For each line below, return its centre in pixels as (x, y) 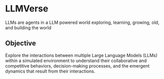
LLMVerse (27, 9)
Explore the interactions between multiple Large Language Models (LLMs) (81, 55)
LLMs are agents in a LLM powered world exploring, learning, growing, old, (82, 22)
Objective (21, 43)
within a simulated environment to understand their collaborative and (76, 61)
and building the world (28, 27)
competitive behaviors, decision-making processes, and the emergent (77, 66)
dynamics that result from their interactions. (50, 71)
